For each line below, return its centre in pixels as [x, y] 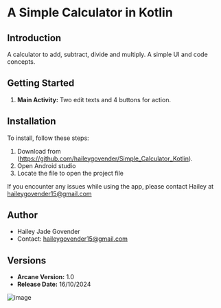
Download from [39, 151]
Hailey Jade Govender [48, 232]
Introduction [34, 38]
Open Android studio [46, 165]
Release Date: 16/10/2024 [54, 284]
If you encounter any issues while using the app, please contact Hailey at [110, 186]
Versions [27, 260]
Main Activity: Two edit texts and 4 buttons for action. [94, 99]
